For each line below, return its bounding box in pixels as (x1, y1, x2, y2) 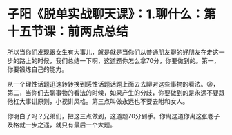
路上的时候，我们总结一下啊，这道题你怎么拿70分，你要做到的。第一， (19, 56, 220, 64)
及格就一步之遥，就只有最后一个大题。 (7, 120, 116, 129)
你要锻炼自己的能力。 (7, 65, 68, 73)
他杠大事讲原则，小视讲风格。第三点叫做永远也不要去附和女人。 (7, 97, 188, 105)
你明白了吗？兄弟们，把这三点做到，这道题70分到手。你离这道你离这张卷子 (7, 111, 220, 120)
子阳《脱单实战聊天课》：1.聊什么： (7, 6, 204, 22)
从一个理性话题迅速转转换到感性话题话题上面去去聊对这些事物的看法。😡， (7, 80, 220, 88)
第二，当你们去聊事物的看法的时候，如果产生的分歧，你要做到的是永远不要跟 (7, 88, 225, 97)
